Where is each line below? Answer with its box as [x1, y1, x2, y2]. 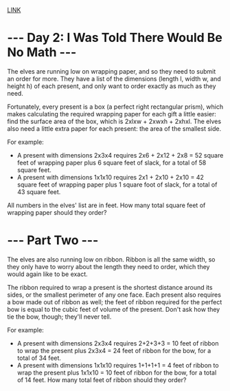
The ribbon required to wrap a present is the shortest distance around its [7, 283, 213, 291]
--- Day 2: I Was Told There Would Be [7, 30, 223, 45]
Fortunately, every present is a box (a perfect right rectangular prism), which [7, 103, 224, 111]
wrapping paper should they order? [7, 208, 107, 216]
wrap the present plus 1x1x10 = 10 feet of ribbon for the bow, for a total [16, 368, 217, 377]
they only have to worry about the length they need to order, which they [7, 262, 210, 271]
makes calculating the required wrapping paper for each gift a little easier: [7, 109, 216, 118]
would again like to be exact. [7, 270, 88, 278]
